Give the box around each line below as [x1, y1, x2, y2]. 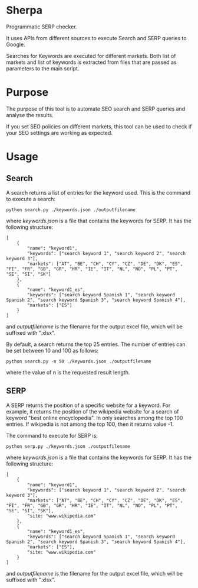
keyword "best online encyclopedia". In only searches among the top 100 [6, 414, 183, 421]
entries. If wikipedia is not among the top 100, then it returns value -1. [6, 421, 174, 428]
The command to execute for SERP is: [6, 432, 98, 439]
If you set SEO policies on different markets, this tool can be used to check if [6, 122, 192, 130]
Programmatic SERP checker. [6, 23, 78, 30]
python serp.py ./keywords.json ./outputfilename [6, 443, 131, 450]
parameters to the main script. [6, 64, 80, 72]
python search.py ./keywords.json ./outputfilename [6, 206, 136, 213]
